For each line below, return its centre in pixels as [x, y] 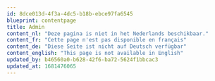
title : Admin [26, 27]
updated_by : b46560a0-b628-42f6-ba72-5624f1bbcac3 [82, 60]
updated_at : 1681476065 [42, 66]
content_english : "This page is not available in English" [95, 54]
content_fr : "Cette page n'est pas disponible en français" [97, 40]
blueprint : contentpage [42, 20]
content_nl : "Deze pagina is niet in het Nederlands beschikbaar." [108, 33]
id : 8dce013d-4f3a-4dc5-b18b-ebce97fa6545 [70, 14]
